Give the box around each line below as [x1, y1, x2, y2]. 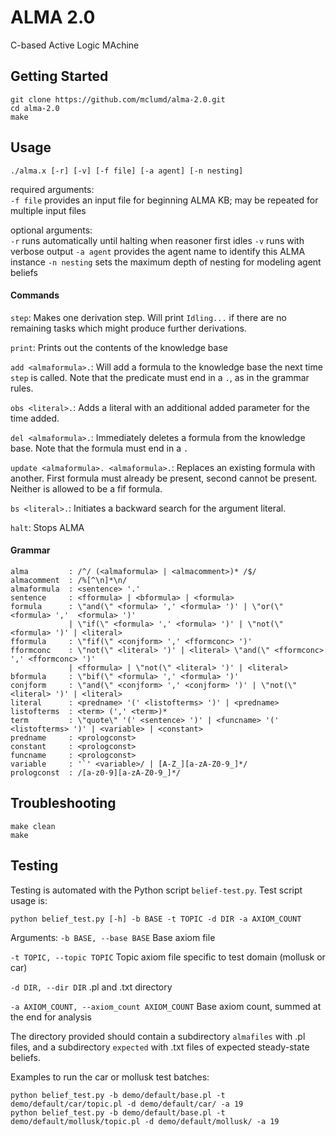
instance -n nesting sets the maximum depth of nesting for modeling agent [10, 256, 322, 268]
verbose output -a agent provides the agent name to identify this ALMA [10, 245, 306, 257]
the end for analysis [10, 1011, 92, 1023]
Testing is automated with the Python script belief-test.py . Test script [10, 884, 303, 896]
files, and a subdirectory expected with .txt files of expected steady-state [10, 1041, 310, 1053]
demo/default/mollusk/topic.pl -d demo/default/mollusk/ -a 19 [10, 1116, 280, 1126]
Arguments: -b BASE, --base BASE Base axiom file [10, 931, 216, 943]
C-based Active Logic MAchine [10, 39, 140, 51]
